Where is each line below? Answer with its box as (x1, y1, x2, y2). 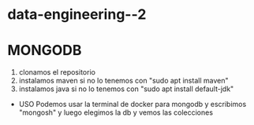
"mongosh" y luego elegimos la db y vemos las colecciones (18, 108, 214, 117)
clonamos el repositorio (18, 68, 96, 77)
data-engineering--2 (7, 6, 147, 24)
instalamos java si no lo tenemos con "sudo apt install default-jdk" (18, 84, 234, 94)
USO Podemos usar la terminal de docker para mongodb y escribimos (18, 100, 247, 109)
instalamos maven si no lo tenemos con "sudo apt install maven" (18, 76, 229, 86)
